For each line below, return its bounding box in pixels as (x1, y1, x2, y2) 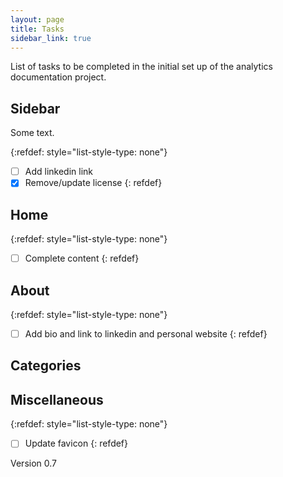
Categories (10, 357, 82, 375)
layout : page (10, 14, 65, 25)
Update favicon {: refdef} (24, 437, 129, 450)
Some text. (10, 127, 55, 139)
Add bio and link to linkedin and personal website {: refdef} (24, 328, 268, 340)
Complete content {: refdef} (24, 252, 140, 265)
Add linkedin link (24, 166, 94, 178)
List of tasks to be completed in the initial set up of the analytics (10, 61, 273, 73)
